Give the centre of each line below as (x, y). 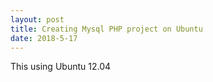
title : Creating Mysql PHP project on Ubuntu (106, 29)
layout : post (37, 19)
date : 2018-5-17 (44, 38)
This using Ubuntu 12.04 (61, 67)
